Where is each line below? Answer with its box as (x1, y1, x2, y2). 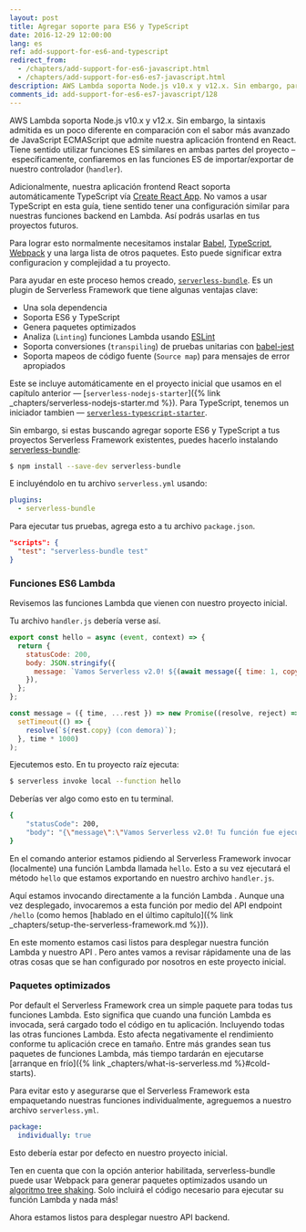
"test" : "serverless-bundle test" (17, 547, 148, 556)
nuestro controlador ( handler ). (9, 163, 123, 174)
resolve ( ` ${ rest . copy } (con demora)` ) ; (25, 726, 178, 735)
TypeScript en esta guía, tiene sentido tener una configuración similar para (9, 200, 290, 211)
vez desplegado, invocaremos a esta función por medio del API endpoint (9, 900, 282, 911)
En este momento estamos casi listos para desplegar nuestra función (9, 936, 270, 947)
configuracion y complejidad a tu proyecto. (9, 256, 171, 267)
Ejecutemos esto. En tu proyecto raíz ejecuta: (9, 759, 179, 770)
